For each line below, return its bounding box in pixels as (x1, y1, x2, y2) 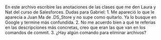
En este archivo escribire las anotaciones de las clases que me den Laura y (5, 4, 156, 10)
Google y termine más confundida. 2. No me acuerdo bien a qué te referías (5, 19, 156, 25)
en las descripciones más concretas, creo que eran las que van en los (5, 25, 146, 30)
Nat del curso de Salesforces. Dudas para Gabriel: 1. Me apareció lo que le (5, 9, 155, 15)
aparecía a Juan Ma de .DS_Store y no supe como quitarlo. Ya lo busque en (5, 14, 157, 20)
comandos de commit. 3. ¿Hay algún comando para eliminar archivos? (5, 30, 146, 35)
